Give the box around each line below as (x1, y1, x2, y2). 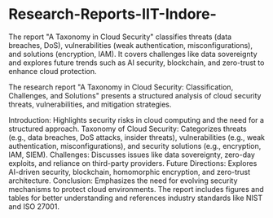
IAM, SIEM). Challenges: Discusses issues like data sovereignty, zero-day (8, 150, 255, 159)
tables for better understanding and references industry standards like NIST (8, 193, 263, 203)
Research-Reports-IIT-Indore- (8, 5, 218, 24)
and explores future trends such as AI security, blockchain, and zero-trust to (8, 58, 265, 68)
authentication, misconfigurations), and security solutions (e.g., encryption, (8, 141, 262, 150)
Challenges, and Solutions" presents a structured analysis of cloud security (8, 90, 262, 100)
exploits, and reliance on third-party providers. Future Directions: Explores (8, 158, 258, 168)
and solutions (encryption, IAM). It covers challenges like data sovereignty (8, 49, 258, 59)
